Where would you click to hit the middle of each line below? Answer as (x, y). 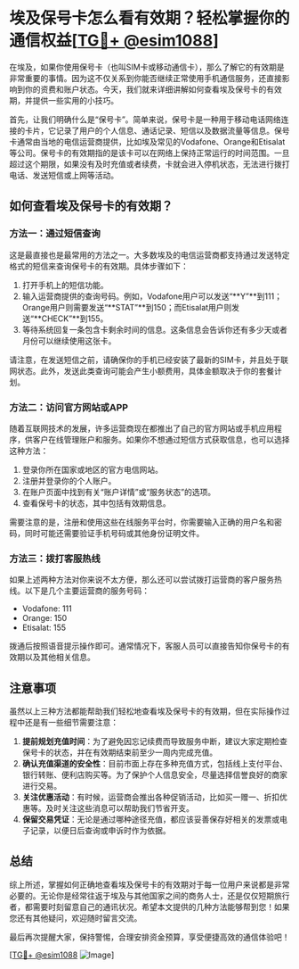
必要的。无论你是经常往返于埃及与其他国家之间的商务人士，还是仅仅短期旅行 (149, 895)
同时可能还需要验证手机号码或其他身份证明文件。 (114, 533)
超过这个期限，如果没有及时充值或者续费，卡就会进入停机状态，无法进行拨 (145, 164)
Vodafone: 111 (47, 609)
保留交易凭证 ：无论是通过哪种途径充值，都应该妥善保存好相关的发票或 (151, 820)
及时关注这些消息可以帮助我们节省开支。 (120, 808)
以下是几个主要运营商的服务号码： (87, 591)
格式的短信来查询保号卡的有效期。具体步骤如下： (99, 266)
